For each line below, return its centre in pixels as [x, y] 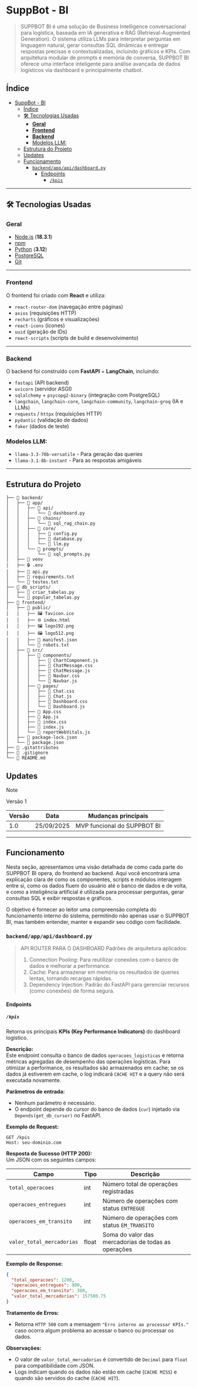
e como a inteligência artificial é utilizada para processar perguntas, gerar [95, 892]
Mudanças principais [118, 815]
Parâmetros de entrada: [35, 1092]
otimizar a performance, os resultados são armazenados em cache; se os [95, 1068]
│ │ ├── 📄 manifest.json [42, 640]
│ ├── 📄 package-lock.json [42, 737]
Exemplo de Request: [33, 1127]
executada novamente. [34, 1080]
